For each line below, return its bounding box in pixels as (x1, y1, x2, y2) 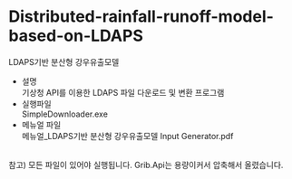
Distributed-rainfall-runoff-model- (8, 6, 274, 27)
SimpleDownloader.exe (21, 108, 108, 119)
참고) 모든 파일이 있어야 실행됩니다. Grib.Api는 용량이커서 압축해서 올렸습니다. (8, 159, 284, 170)
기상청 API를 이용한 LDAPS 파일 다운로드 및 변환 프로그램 (21, 87, 225, 98)
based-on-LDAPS (8, 25, 144, 46)
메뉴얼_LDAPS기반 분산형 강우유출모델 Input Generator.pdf (21, 130, 234, 141)
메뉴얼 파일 (21, 119, 62, 130)
